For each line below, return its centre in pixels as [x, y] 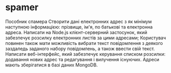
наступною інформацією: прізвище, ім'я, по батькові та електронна [79, 27]
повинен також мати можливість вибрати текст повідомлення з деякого [84, 43]
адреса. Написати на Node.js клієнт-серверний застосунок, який [76, 32]
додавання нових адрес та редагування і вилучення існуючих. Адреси [82, 59]
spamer [22, 7]
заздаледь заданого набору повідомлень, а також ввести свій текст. [80, 48]
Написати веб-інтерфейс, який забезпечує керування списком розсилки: [86, 54]
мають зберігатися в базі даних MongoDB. [52, 65]
